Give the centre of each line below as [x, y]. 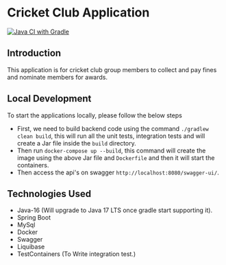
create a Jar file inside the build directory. [77, 143]
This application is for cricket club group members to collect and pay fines [112, 69]
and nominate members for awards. [58, 77]
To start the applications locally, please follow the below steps [95, 115]
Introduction [34, 53]
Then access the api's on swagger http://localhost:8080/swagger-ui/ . [118, 172]
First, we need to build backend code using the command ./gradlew [113, 128]
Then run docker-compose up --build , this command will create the [111, 150]
